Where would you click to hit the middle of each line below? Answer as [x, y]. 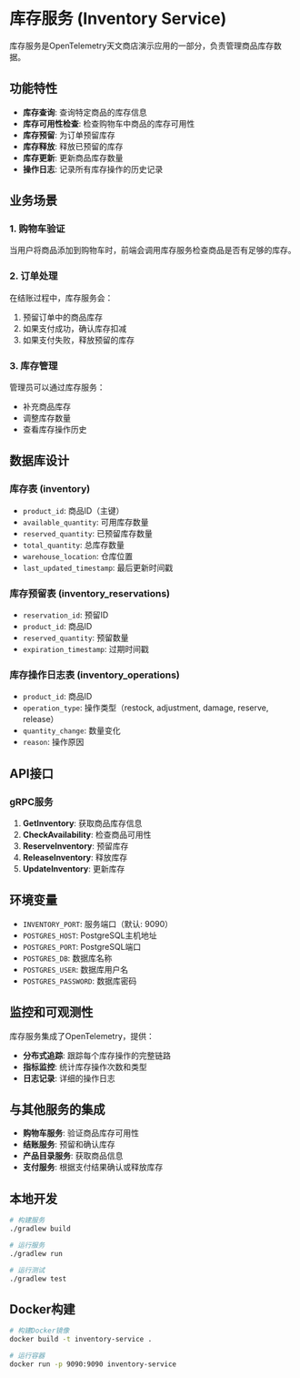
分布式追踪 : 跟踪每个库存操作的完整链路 [96, 1055]
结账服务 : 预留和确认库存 [69, 1145]
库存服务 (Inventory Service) [118, 19]
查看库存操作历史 [55, 430]
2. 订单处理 [34, 276]
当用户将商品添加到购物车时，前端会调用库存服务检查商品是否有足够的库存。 [153, 250]
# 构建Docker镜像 [40, 1331]
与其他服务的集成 [57, 1110]
